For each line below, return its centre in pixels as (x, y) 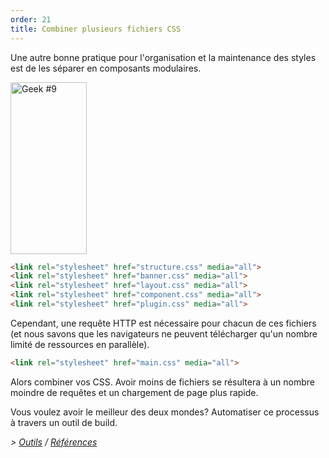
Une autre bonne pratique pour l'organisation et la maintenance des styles (163, 57)
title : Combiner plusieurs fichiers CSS (96, 29)
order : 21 (31, 19)
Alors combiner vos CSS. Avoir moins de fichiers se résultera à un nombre (163, 382)
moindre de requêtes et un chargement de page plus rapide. (134, 392)
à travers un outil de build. (64, 422)
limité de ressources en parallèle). (80, 344)
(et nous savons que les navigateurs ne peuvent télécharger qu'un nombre (164, 333)
